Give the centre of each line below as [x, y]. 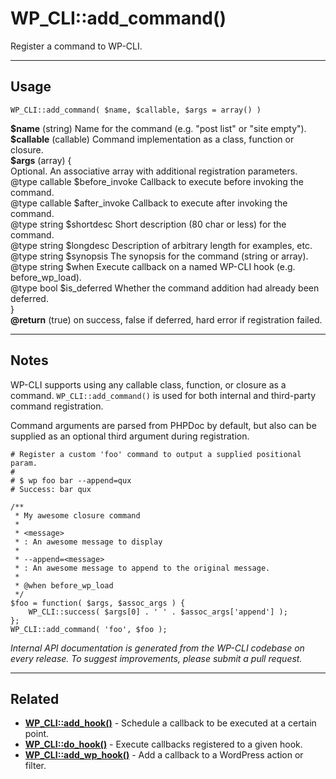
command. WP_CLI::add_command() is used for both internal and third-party [163, 395]
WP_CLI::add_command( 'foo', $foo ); [89, 629]
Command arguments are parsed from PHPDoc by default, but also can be [163, 425]
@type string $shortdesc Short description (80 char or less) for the [148, 224]
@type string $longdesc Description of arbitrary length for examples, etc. [161, 245]
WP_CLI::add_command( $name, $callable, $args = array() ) [136, 110]
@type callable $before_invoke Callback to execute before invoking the [157, 181]
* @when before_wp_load [64, 585]
